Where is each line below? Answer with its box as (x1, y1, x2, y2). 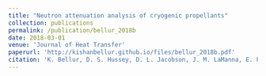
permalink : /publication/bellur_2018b (8, 26, 136, 34)
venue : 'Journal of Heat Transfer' (8, 41, 126, 49)
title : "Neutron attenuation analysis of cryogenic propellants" (8, 11, 228, 20)
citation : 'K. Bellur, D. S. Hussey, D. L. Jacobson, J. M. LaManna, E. (8, 56, 253, 64)
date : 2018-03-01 (8, 33, 66, 42)
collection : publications (8, 19, 93, 27)
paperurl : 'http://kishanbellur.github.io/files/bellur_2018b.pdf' (8, 48, 236, 56)
